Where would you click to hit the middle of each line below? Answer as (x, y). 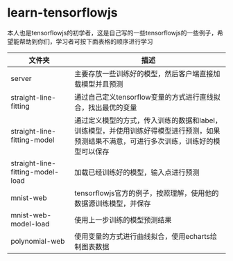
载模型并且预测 (99, 84)
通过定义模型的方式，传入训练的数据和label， (148, 120)
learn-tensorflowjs (62, 13)
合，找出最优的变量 (106, 107)
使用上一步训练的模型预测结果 (123, 219)
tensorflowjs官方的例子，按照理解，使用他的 (147, 193)
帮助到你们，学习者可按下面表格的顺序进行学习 (86, 41)
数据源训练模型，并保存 (113, 204)
